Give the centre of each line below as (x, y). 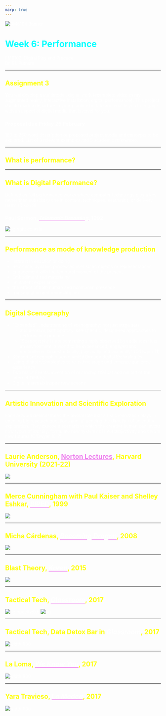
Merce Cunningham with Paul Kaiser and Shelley (82, 496)
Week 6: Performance (51, 44)
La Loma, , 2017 (51, 664)
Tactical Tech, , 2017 (54, 600)
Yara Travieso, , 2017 (53, 696)
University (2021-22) (38, 465)
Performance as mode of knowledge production (80, 249)
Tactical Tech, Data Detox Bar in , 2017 (82, 632)
